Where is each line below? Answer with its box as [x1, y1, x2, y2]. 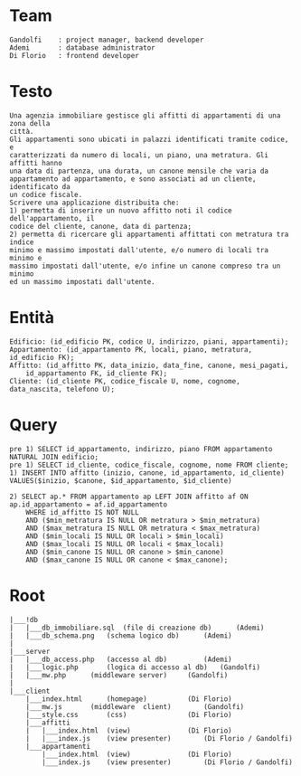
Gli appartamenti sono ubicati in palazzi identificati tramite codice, [9, 135, 289, 144]
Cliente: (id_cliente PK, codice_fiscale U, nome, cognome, [9, 376, 241, 385]
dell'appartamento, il [9, 213, 95, 222]
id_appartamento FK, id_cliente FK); [25, 368, 168, 378]
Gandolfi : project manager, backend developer [9, 35, 204, 44]
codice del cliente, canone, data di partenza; [9, 222, 193, 231]
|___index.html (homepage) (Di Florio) [25, 694, 232, 704]
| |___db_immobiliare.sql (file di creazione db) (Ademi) [9, 623, 265, 632]
